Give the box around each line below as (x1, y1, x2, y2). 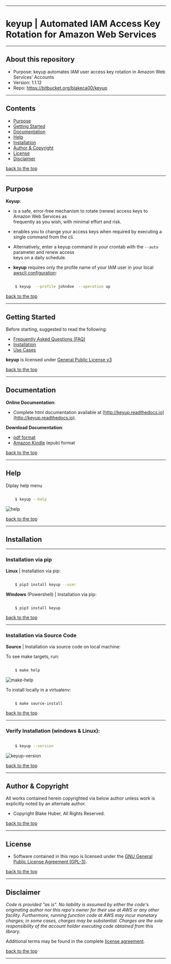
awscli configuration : (13, 270, 57, 276)
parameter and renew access (13, 249, 75, 255)
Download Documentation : (6, 424, 63, 430)
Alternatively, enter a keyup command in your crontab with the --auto (13, 244, 159, 250)
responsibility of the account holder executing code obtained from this (6, 923, 154, 929)
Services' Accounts (13, 74, 54, 80)
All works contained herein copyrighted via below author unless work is (6, 795, 155, 802)
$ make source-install (15, 701, 63, 706)
